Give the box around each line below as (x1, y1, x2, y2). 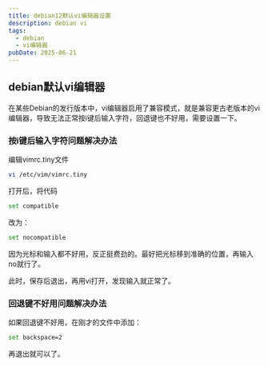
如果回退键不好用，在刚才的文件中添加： (8, 317, 142, 328)
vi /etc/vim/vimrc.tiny (8, 171, 88, 179)
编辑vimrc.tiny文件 (8, 155, 70, 165)
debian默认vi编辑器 (8, 81, 106, 94)
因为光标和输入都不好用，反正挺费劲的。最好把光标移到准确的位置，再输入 (8, 249, 254, 258)
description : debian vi (8, 19, 88, 27)
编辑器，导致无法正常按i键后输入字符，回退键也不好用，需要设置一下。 (8, 113, 242, 122)
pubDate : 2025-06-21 (8, 49, 78, 57)
